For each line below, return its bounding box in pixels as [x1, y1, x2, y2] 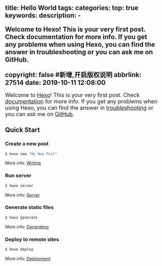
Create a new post [5, 141, 49, 147]
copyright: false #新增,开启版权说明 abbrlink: [5, 71, 142, 79]
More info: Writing [5, 160, 41, 166]
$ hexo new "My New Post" [5, 151, 57, 156]
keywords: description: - [5, 12, 81, 20]
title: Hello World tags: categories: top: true [5, 4, 139, 12]
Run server [5, 172, 31, 179]
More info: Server [5, 192, 40, 198]
